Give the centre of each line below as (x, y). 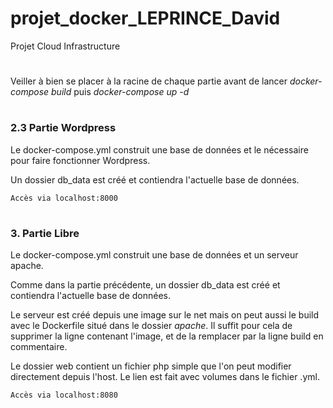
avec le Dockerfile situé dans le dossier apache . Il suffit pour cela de (151, 326)
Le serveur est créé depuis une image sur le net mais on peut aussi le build (165, 315)
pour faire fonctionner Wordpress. (80, 160)
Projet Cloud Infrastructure (65, 46)
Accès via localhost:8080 (64, 395)
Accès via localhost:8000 (64, 198)
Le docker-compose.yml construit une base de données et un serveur (154, 255)
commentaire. (39, 347)
